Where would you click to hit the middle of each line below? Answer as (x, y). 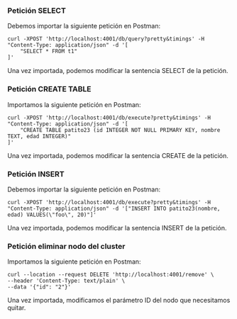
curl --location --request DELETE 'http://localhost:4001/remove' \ (111, 275)
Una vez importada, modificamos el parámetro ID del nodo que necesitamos (119, 301)
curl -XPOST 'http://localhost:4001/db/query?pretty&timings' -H (106, 39)
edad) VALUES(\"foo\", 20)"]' (52, 215)
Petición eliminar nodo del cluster (66, 246)
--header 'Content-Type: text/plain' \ (66, 281)
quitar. (17, 308)
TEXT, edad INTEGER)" (39, 136)
